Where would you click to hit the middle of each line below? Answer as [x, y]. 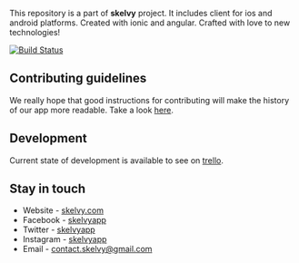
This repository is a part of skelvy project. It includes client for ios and [141, 13]
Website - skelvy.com [63, 210]
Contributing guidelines [78, 78]
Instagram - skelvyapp [65, 239]
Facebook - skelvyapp [65, 220]
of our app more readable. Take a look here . [92, 110]
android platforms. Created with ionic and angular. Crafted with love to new [150, 23]
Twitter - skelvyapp [59, 229]
